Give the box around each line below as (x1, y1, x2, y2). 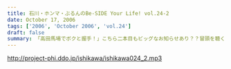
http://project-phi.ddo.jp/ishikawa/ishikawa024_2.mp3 (7, 54, 163, 62)
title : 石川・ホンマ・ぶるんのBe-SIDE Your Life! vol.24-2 (7, 10, 169, 17)
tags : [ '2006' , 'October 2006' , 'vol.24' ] (7, 23, 131, 29)
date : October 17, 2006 (7, 16, 76, 23)
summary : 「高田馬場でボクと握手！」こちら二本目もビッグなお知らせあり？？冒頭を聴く (7, 36, 226, 42)
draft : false (7, 29, 45, 36)
